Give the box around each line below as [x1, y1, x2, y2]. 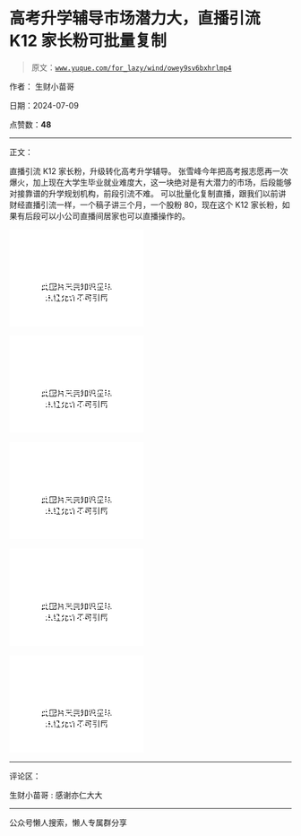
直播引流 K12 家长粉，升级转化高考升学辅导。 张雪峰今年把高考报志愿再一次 [9, 165, 288, 176]
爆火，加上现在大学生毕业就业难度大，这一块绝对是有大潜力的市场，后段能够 [9, 177, 292, 187]
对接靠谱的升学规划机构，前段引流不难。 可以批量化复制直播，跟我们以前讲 [9, 187, 287, 198]
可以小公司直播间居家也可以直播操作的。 [39, 210, 190, 221]
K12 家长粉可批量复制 [9, 30, 168, 51]
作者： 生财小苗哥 [9, 81, 74, 91]
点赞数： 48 [9, 118, 52, 130]
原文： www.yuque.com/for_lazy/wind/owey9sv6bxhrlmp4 [30, 62, 232, 73]
